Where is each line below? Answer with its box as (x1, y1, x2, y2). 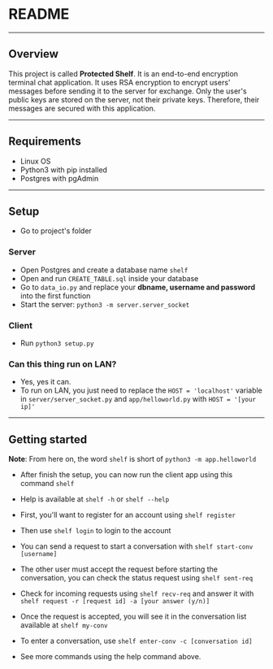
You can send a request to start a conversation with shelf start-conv (19, 541, 253, 551)
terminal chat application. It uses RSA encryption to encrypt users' (8, 77, 231, 87)
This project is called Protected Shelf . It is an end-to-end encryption (8, 68, 238, 78)
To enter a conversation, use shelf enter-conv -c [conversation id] (19, 636, 253, 646)
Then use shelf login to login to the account (19, 526, 171, 536)
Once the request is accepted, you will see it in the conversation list (19, 611, 247, 622)
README (8, 5, 70, 24)
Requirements (8, 135, 81, 149)
